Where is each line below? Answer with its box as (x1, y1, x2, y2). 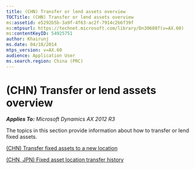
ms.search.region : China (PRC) (6, 58, 84, 64)
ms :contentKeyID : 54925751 (6, 31, 73, 37)
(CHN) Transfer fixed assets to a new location (6, 145, 118, 152)
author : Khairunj (6, 36, 49, 42)
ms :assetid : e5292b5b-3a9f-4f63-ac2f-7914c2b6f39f (6, 19, 134, 25)
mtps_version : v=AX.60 (6, 47, 62, 53)
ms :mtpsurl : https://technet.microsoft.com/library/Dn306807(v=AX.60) (6, 25, 184, 31)
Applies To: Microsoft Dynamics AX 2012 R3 (6, 116, 116, 123)
